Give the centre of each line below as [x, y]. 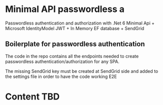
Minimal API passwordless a [65, 9]
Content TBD [32, 96]
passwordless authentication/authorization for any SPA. [62, 61]
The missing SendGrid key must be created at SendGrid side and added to [82, 71]
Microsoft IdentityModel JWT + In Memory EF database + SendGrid [75, 28]
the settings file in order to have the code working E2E [61, 76]
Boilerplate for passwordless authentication [75, 44]
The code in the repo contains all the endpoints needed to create [72, 56]
